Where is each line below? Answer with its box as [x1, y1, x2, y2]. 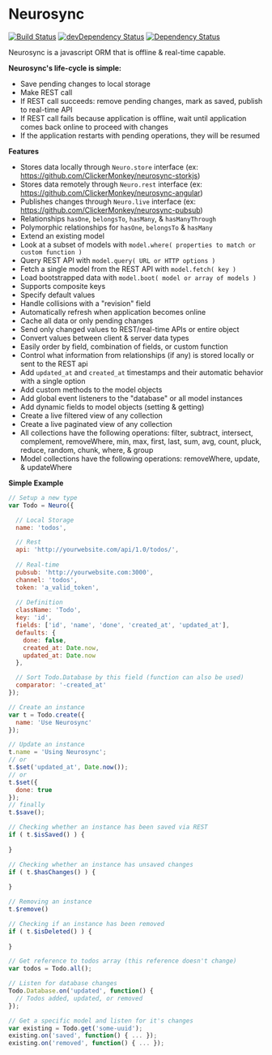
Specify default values [19, 290, 96, 299]
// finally [8, 801, 45, 809]
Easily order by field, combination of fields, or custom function [19, 342, 228, 351]
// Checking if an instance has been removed [8, 919, 164, 928]
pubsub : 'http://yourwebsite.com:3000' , [15, 568, 154, 576]
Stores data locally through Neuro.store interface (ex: [19, 161, 198, 171]
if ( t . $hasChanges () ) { [8, 868, 96, 876]
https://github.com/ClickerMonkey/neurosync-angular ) [19, 187, 204, 197]
